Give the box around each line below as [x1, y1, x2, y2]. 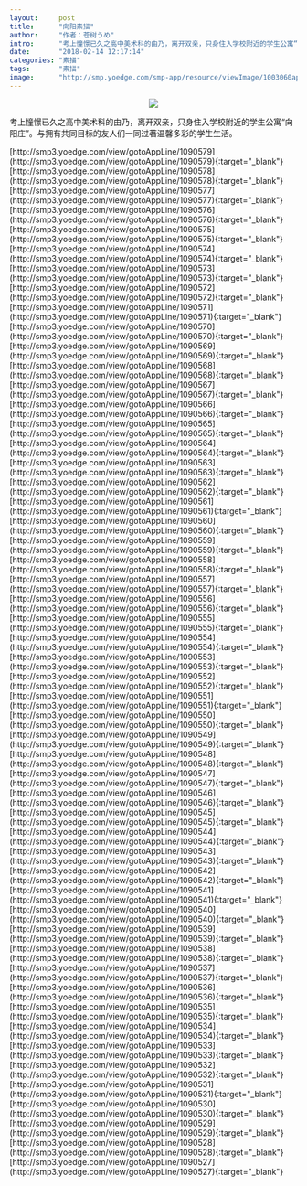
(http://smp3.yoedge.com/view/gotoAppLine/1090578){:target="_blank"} [9, 175, 284, 186]
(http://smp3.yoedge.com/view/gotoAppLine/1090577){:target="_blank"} [9, 194, 284, 206]
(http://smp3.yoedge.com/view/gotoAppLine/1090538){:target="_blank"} [9, 952, 285, 963]
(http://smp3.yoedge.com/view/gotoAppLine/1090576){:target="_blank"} [9, 214, 284, 225]
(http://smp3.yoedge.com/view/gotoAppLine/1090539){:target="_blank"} [9, 933, 285, 944]
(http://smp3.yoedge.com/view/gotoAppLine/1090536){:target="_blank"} [9, 991, 285, 1002]
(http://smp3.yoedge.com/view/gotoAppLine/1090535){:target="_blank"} [9, 1010, 284, 1021]
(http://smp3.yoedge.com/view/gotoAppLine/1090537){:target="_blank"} [9, 971, 284, 983]
